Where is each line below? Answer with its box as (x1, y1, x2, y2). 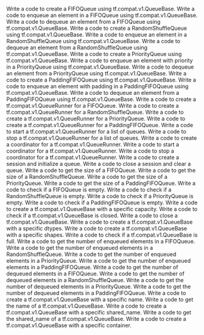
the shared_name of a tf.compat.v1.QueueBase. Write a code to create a (6, 316, 187, 322)
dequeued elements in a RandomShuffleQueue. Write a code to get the (6, 277, 184, 283)
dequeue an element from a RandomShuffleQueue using (6, 44, 148, 51)
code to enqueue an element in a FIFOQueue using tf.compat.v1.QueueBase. (6, 12, 198, 19)
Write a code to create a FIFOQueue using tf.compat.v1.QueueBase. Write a (6, 5, 195, 12)
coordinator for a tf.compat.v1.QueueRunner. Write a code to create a (6, 154, 180, 161)
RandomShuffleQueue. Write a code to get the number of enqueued (6, 250, 177, 258)
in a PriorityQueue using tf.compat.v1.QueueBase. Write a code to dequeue (6, 63, 194, 71)
